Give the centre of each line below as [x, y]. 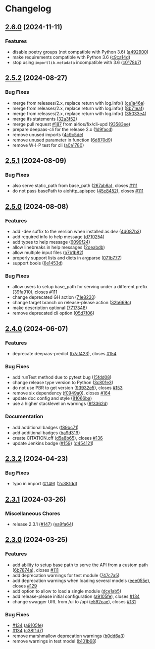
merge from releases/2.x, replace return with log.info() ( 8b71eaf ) [78, 108]
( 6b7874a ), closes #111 [35, 570]
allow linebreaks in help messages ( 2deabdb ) [59, 247]
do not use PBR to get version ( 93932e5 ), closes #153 [67, 388]
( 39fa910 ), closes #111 [35, 292]
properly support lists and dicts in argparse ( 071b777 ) [67, 258]
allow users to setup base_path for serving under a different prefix [80, 287]
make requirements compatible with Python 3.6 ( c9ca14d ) [71, 57]
